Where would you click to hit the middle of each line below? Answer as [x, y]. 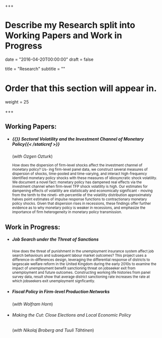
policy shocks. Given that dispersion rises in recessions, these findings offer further [81, 204]
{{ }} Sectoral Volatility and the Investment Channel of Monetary [78, 139]
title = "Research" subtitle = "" [35, 69]
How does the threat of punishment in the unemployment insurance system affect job [83, 251]
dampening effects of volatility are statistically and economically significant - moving [82, 191]
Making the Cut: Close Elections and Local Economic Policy [72, 315]
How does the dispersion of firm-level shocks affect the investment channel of [77, 165]
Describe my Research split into [70, 25]
